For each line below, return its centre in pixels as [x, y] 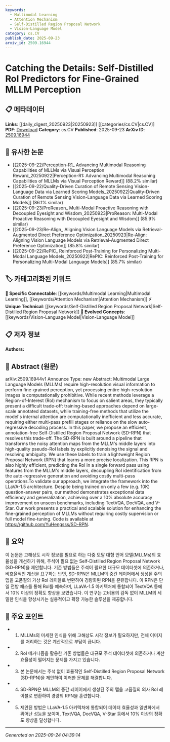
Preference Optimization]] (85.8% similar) [56, 245]
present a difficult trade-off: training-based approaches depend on [75, 406]
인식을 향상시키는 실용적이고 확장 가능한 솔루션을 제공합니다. [74, 599]
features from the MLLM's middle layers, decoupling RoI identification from [83, 470]
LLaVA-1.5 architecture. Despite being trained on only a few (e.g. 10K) [78, 487]
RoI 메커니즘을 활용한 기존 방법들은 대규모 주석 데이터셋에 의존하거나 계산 [92, 653]
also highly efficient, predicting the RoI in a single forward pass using [77, 465]
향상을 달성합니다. [43, 720]
